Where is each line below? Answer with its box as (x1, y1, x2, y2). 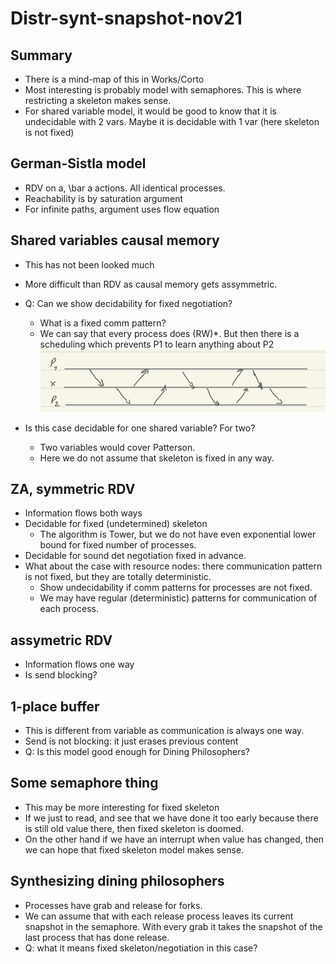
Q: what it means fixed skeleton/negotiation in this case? (24, 942, 258, 954)
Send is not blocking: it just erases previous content (24, 735, 239, 747)
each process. (39, 603, 99, 615)
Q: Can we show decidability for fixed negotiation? (24, 297, 233, 309)
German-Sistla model (10, 155, 147, 172)
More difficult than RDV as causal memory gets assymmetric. (24, 278, 278, 290)
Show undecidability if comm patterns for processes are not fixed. (39, 582, 313, 594)
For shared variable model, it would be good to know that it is (24, 105, 277, 117)
